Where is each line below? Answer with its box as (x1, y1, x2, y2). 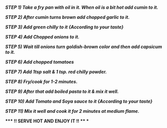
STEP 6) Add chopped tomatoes (5, 59, 74, 65)
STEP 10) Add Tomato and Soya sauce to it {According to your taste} (5, 99, 153, 104)
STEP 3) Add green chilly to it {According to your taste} (5, 24, 124, 30)
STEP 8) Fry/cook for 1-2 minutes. (5, 79, 78, 84)
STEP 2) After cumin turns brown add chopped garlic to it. (5, 14, 130, 20)
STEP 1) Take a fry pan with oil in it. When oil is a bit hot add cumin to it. (5, 5, 158, 10)
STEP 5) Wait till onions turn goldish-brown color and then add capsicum (5, 44, 162, 50)
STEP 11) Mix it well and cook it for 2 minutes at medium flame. (5, 108, 140, 114)
